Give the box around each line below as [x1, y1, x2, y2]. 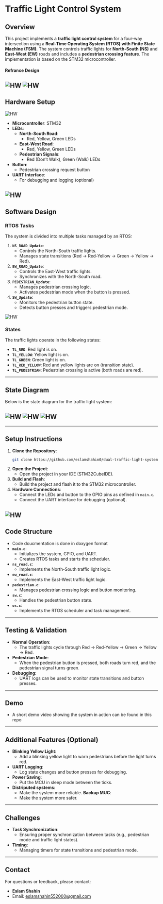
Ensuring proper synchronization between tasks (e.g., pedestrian [19, 832, 149, 837]
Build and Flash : [12, 476, 45, 482]
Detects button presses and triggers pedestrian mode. [19, 305, 128, 310]
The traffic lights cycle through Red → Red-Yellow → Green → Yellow [19, 644, 157, 650]
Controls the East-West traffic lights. [19, 268, 92, 274]
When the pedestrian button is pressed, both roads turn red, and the [19, 660, 156, 665]
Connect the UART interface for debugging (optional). [19, 497, 127, 503]
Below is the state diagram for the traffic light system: [5, 398, 113, 404]
